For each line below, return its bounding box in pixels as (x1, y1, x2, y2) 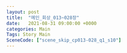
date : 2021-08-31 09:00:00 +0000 (6, 20, 97, 26)
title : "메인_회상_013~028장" (6, 15, 79, 21)
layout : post (6, 9, 40, 15)
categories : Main (6, 26, 51, 32)
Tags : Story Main (6, 32, 51, 38)
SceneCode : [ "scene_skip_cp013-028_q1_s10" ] (6, 37, 122, 43)
